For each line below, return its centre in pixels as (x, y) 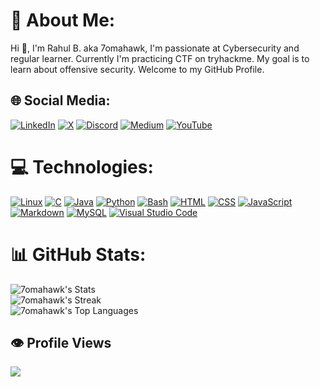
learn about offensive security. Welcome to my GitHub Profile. (137, 69)
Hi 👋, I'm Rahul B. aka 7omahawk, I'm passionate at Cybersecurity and (155, 48)
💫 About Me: (63, 20)
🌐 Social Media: (60, 100)
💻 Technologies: (82, 166)
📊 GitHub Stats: (78, 254)
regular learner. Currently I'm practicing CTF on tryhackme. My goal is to (160, 58)
